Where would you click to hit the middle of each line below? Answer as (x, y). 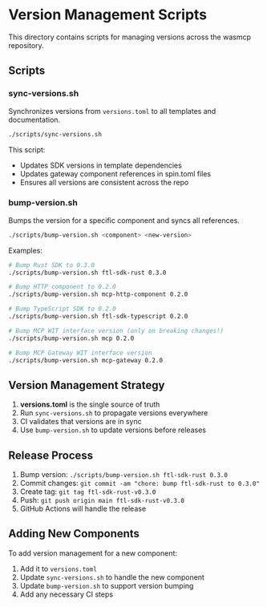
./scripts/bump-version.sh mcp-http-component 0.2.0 (98, 294)
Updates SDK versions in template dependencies (101, 165)
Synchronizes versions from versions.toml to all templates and (112, 111)
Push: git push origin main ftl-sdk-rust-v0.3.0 (102, 500)
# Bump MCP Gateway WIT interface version (80, 353)
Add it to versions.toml (59, 569)
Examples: (25, 250)
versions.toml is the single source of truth (90, 405)
